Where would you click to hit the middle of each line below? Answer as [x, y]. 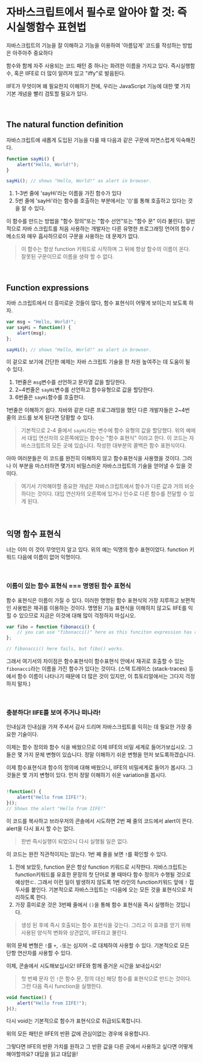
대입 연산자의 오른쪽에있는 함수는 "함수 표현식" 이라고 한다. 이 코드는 [108, 438]
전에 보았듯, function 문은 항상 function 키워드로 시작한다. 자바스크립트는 [101, 867]
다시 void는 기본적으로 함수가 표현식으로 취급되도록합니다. [74, 1021]
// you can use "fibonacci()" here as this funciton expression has [105, 632]
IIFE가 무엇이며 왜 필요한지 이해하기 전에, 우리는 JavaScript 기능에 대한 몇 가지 [98, 86]
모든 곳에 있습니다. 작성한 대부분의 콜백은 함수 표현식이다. [119, 446]
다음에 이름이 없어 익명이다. [50, 557]
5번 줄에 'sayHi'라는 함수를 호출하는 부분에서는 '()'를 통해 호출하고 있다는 [101, 201]
